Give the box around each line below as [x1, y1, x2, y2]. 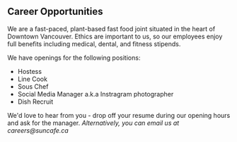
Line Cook [17, 75, 48, 83]
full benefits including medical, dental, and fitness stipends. [7, 39, 181, 48]
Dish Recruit [17, 97, 54, 106]
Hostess [17, 67, 42, 75]
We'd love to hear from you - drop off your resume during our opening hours [7, 111, 231, 119]
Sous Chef [17, 82, 49, 91]
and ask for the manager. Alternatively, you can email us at [7, 119, 180, 127]
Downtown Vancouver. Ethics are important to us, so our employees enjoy [7, 32, 223, 40]
